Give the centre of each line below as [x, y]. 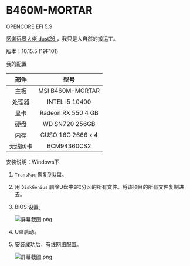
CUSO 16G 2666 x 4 [69, 135]
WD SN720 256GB [69, 124]
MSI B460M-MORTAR [69, 91]
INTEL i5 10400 [69, 102]
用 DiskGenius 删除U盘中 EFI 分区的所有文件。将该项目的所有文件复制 [97, 187]
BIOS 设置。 [29, 207]
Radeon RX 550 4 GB [69, 112]
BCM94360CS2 [69, 146]
